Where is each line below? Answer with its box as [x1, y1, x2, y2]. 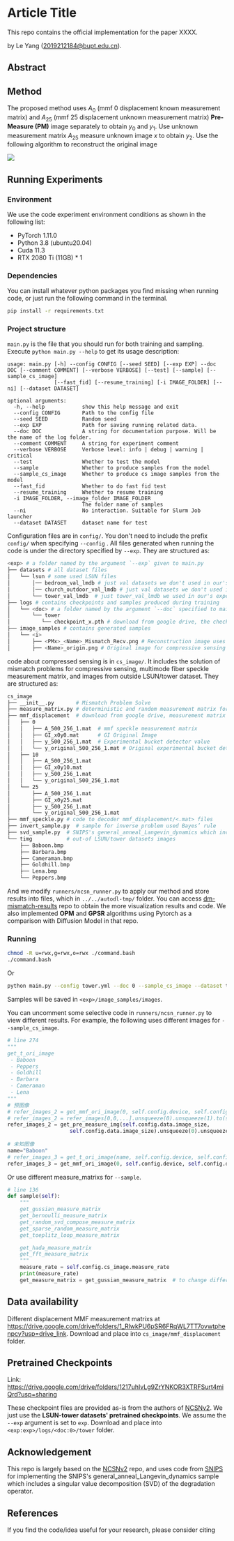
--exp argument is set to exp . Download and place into [7, 1418, 162, 1427]
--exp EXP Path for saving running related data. [13, 422, 198, 429]
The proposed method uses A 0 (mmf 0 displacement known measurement [7, 104, 221, 114]
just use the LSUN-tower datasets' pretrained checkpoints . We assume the [7, 1411, 226, 1420]
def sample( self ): [7, 1193, 61, 1200]
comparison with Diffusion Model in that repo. [7, 917, 139, 925]
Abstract [7, 61, 47, 74]
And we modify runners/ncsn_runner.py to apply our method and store [7, 887, 210, 896]
